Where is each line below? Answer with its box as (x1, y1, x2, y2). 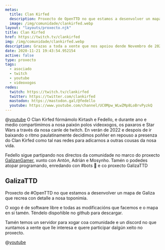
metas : (5, 7, 19, 12)
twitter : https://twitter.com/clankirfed (9, 94, 96, 99)
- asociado (9, 67, 32, 72)
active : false (5, 53, 34, 58)
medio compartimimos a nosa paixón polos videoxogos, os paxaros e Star (5, 122, 155, 128)
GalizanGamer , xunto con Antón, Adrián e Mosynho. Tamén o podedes (5, 158, 148, 163)
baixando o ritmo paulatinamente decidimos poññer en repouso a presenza (5, 132, 157, 138)
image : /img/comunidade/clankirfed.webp (9, 21, 93, 26)
